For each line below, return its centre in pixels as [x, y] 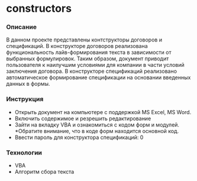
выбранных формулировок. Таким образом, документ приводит [88, 59]
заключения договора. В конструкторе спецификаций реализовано [92, 71]
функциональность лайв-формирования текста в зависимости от [89, 53]
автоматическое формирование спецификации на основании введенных [98, 77]
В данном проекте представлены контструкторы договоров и [84, 40]
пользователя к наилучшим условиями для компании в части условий [95, 65]
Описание [22, 27]
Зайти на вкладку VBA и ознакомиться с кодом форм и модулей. [97, 125]
